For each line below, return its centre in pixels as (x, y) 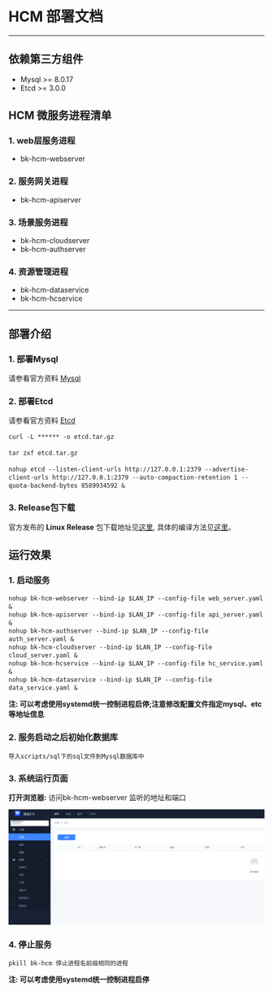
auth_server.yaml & (41, 639)
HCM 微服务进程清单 (60, 116)
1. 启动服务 (29, 580)
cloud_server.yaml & (43, 655)
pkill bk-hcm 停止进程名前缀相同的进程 (68, 964)
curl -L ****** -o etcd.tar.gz (61, 437)
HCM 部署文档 (56, 17)
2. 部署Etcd (31, 401)
